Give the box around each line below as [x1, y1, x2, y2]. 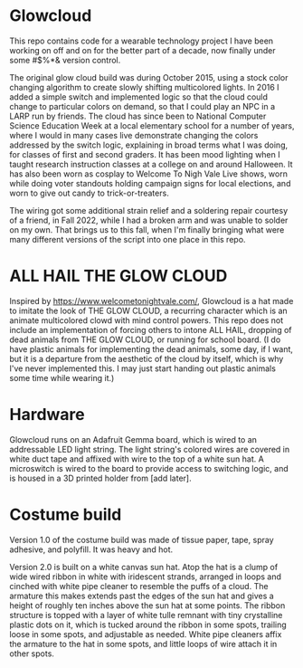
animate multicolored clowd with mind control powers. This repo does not [9, 314, 284, 326]
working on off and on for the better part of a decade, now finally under [9, 44, 276, 55]
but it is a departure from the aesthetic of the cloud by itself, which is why [9, 353, 284, 364]
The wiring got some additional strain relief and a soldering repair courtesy [9, 205, 289, 215]
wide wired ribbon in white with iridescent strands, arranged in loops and [9, 571, 282, 582]
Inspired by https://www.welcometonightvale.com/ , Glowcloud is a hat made [9, 295, 294, 306]
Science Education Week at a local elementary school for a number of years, [9, 119, 295, 131]
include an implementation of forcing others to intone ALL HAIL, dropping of [9, 324, 292, 335]
